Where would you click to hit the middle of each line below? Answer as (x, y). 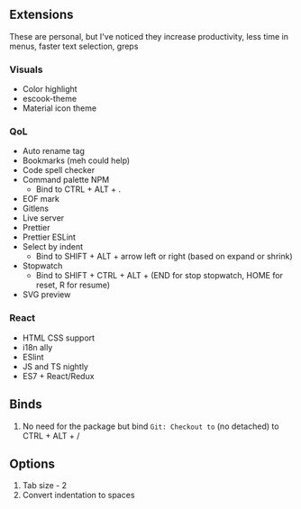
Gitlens (36, 209)
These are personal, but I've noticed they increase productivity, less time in (149, 36)
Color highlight (50, 89)
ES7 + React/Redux (58, 376)
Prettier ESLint (49, 237)
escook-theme (50, 99)
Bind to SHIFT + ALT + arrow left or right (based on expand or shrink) (164, 257)
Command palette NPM (66, 180)
